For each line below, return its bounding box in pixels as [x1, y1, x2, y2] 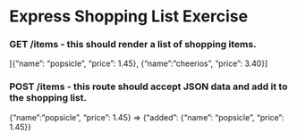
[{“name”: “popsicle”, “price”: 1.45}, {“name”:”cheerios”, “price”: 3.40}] [9, 58, 268, 69]
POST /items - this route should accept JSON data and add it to [9, 80, 288, 93]
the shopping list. [9, 92, 88, 104]
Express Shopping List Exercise [9, 6, 249, 27]
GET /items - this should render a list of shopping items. [9, 38, 257, 51]
